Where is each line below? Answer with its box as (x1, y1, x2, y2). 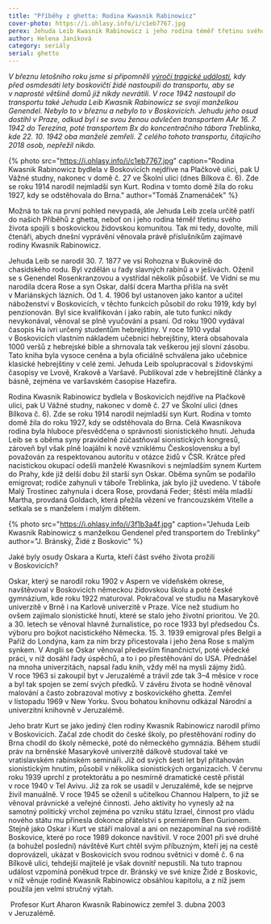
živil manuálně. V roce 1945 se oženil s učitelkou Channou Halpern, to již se (8, 790, 260, 799)
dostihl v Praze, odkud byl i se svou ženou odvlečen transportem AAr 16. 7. (8, 115, 257, 124)
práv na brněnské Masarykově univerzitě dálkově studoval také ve (8, 747, 228, 756)
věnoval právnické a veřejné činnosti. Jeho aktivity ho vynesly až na (8, 798, 235, 808)
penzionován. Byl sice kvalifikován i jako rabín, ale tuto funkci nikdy (8, 308, 232, 317)
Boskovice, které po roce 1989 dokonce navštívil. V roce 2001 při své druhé (8, 833, 260, 842)
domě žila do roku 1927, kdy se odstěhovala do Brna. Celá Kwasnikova (8, 418, 242, 427)
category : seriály (8, 42, 70, 50)
